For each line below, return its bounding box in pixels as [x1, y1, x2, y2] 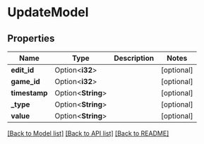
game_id [11, 77, 40, 86]
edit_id [11, 65, 35, 75]
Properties [7, 32, 55, 44]
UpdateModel [7, 4, 89, 20]
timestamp [11, 88, 48, 97]
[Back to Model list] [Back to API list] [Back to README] [7, 129, 169, 138]
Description [114, 54, 154, 63]
